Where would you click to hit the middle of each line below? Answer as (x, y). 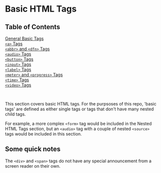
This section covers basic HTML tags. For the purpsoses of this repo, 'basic (81, 104)
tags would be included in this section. (43, 134)
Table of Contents (33, 27)
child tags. (16, 114)
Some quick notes (33, 149)
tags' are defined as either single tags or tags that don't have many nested (80, 109)
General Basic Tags (24, 38)
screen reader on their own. (33, 166)
